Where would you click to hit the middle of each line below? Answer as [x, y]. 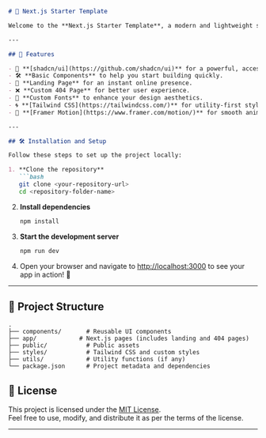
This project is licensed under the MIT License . [85, 410]
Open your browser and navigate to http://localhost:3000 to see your [132, 266]
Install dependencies [55, 206]
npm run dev [39, 251]
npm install [39, 221]
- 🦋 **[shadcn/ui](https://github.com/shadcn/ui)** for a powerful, [123, 68]
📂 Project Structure [56, 306]
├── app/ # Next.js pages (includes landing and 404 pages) [129, 339]
